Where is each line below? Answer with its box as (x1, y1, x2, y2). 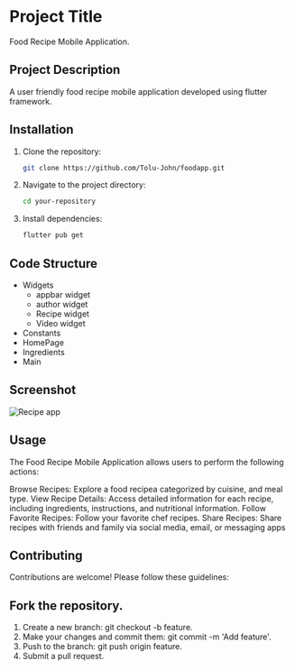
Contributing (9, 548, 83, 564)
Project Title (9, 6, 103, 27)
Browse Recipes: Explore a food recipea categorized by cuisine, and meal (9, 483, 283, 494)
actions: (9, 466, 39, 477)
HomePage (22, 337, 65, 348)
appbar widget (35, 289, 91, 299)
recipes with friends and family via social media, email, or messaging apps (9, 521, 286, 533)
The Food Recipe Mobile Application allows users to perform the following (9, 456, 284, 467)
